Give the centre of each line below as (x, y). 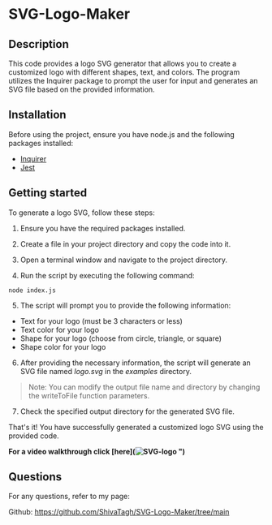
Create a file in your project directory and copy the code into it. (125, 243)
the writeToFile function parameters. (89, 395)
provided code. (34, 436)
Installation (37, 115)
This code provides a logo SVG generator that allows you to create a (123, 63)
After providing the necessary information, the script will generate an (136, 363)
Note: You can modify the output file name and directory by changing (144, 387)
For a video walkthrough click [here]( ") (97, 451)
